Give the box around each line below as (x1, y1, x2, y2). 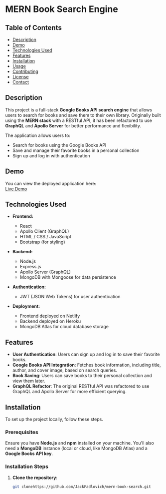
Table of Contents (5, 23, 62, 32)
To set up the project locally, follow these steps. (5, 416, 104, 423)
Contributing (12, 68, 38, 74)
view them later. (12, 378, 45, 384)
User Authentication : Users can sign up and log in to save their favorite (12, 351, 160, 358)
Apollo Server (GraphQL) (19, 269, 71, 275)
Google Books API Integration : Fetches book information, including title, (12, 362, 161, 368)
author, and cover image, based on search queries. (12, 367, 117, 373)
